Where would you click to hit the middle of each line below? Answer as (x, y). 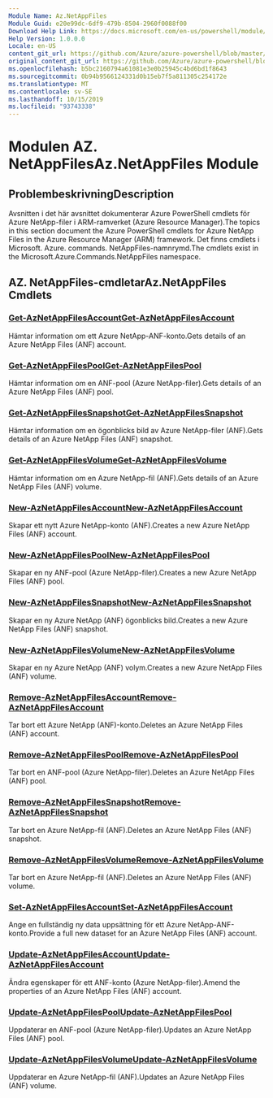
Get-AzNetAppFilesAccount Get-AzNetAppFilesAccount (121, 318)
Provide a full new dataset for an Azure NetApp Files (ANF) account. (143, 933)
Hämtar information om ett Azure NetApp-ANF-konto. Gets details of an (127, 336)
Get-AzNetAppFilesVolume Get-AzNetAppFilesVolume (118, 460)
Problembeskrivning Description (91, 194)
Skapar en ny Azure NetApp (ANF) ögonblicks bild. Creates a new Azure (128, 620)
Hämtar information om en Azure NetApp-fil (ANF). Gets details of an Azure (133, 478)
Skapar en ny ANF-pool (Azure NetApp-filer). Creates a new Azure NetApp (133, 573)
